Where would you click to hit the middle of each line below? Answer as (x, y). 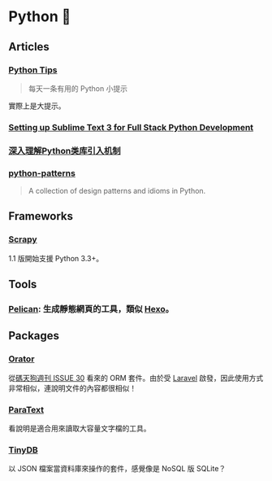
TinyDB (23, 449)
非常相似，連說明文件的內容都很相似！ (72, 388)
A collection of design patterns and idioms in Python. (117, 191)
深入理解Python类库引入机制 (65, 151)
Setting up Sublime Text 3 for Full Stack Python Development (131, 127)
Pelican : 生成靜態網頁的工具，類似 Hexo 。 (91, 309)
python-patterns (42, 173)
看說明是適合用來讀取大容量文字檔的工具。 (80, 428)
